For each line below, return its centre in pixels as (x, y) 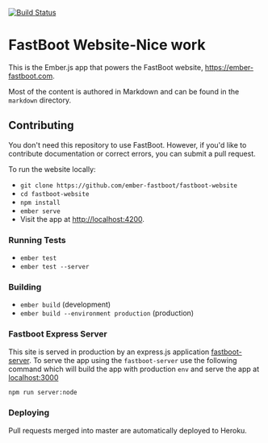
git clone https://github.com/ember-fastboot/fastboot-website (129, 186)
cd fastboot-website (54, 194)
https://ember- (229, 67)
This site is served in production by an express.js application (109, 352)
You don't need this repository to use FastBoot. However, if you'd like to (128, 144)
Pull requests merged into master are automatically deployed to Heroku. (128, 430)
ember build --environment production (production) (107, 313)
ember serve (40, 211)
